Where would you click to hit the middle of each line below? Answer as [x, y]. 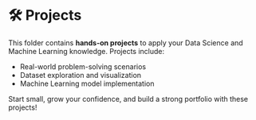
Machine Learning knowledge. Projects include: [87, 51]
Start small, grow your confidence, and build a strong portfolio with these [128, 99]
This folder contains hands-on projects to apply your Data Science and [126, 43]
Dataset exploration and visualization [81, 75]
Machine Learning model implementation [87, 83]
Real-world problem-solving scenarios [83, 66]
